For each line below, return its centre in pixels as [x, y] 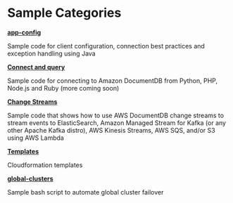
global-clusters [31, 178]
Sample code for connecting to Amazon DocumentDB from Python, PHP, [113, 80]
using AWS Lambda [36, 138]
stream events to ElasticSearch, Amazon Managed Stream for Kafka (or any [117, 123]
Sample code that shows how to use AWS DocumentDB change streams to [115, 115]
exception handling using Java [52, 53]
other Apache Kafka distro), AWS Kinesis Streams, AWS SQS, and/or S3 [112, 130]
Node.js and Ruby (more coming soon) [63, 88]
